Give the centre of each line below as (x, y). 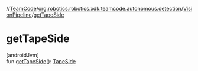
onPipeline (19, 15)
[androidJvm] (23, 55)
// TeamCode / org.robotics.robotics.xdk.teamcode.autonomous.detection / (95, 9)
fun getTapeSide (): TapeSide (41, 61)
